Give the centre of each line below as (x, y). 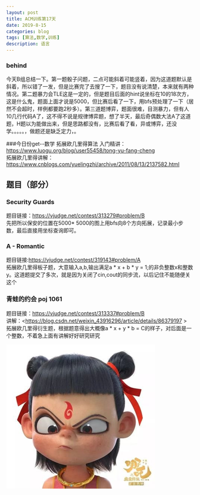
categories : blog (28, 32)
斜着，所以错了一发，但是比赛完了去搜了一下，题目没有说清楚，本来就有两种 (100, 87)
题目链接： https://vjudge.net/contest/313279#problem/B (76, 215)
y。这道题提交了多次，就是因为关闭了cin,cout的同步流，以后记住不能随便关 (98, 275)
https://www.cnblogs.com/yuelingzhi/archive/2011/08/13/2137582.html (93, 164)
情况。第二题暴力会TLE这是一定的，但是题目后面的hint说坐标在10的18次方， (99, 94)
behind (17, 65)
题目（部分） (30, 184)
